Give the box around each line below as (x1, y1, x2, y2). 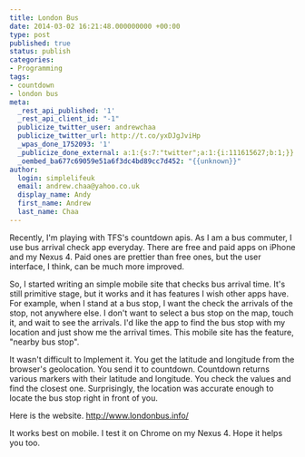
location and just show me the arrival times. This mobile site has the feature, (9, 326, 294, 337)
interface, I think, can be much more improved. (9, 260, 184, 272)
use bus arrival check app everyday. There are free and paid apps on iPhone (9, 241, 296, 252)
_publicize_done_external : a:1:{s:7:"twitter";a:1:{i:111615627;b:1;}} (17, 148, 295, 157)
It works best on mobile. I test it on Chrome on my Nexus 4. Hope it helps (9, 427, 283, 438)
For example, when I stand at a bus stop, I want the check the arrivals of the (9, 297, 293, 308)
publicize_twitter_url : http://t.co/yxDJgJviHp (17, 131, 202, 141)
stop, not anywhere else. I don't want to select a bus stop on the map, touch (9, 307, 294, 318)
